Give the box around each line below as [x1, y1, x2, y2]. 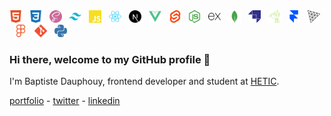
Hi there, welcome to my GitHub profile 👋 [9, 52, 211, 66]
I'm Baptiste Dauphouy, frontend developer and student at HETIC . [9, 75, 280, 88]
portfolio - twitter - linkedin [9, 95, 121, 107]
